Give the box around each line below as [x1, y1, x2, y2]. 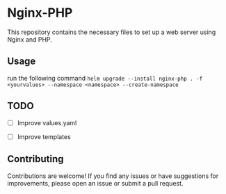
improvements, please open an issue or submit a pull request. [7, 179, 184, 187]
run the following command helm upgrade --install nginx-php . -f [7, 74, 203, 82]
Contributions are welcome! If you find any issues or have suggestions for [7, 172, 219, 180]
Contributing [7, 153, 64, 165]
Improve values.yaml [17, 118, 77, 127]
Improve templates [17, 132, 71, 140]
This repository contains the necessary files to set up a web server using [7, 28, 216, 36]
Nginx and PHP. [7, 35, 52, 43]
